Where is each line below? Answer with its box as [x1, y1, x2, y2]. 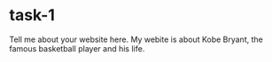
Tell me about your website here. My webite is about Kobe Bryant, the [9, 34, 263, 45]
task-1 [9, 5, 56, 25]
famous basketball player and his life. [9, 43, 145, 53]
